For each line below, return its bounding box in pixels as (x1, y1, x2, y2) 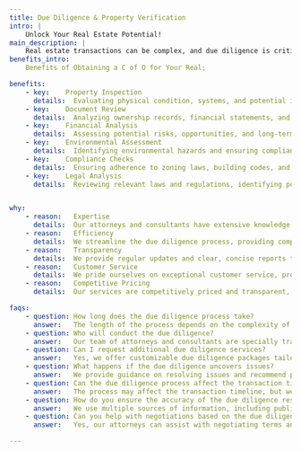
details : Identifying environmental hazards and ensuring (32, 146, 258, 155)
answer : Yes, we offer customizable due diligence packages (32, 354, 271, 363)
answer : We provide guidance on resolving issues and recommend (32, 370, 287, 379)
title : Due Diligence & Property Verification (9, 13, 186, 22)
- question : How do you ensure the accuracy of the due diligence (25, 395, 279, 404)
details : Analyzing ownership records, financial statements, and (32, 113, 291, 122)
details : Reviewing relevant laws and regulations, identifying (32, 180, 282, 189)
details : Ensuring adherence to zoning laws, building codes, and (32, 163, 291, 172)
